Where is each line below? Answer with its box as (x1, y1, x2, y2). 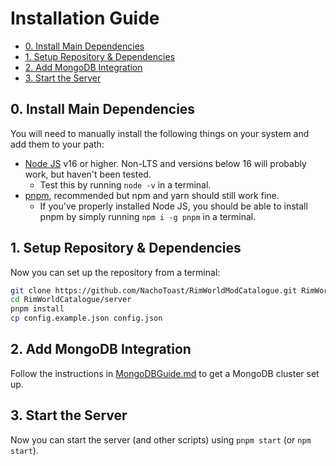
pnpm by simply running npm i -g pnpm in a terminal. (39, 210, 257, 222)
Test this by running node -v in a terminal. (39, 178, 212, 191)
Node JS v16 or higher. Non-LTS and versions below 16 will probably (24, 157, 307, 169)
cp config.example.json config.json (10, 313, 163, 324)
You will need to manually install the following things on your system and (10, 127, 310, 139)
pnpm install (10, 304, 65, 314)
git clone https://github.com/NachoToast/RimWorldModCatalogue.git (10, 285, 298, 296)
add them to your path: (10, 138, 105, 150)
